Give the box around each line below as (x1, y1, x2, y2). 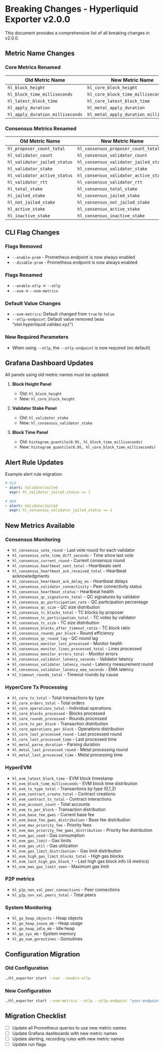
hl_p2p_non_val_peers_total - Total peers (12, 892, 96, 898)
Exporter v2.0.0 (5, 14, 71, 25)
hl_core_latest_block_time (87, 98, 150, 103)
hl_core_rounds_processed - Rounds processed (12, 716, 107, 722)
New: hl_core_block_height (19, 396, 75, 402)
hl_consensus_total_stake (77, 186, 138, 191)
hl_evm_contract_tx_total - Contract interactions (12, 796, 112, 802)
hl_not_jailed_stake (7, 199, 55, 205)
